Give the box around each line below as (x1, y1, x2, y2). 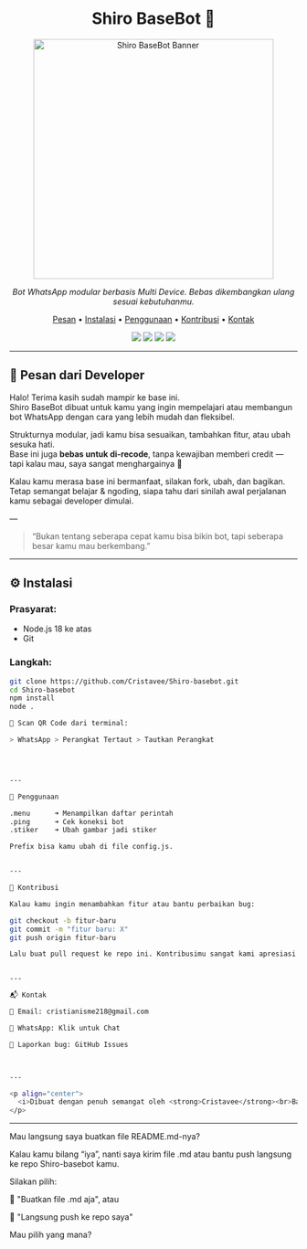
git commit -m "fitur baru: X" (9, 925, 129, 934)
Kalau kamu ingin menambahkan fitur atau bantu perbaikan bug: (9, 899, 256, 908)
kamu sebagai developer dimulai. (9, 495, 134, 506)
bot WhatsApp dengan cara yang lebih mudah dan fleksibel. (9, 411, 236, 422)
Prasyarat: (9, 603, 58, 616)
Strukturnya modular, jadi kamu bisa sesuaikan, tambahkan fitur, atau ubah (9, 429, 291, 439)
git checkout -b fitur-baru (9, 916, 117, 926)
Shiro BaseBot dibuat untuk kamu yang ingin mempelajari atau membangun (9, 401, 293, 412)
